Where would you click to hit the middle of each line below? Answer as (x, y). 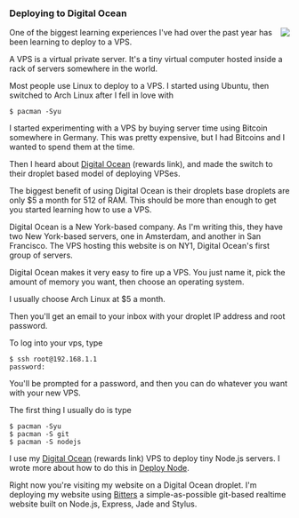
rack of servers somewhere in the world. (84, 68)
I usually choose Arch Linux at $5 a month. (88, 299)
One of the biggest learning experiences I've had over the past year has (141, 33)
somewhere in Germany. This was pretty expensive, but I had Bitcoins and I (147, 138)
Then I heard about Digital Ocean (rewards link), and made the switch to (141, 164)
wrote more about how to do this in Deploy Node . (99, 468)
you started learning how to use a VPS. (81, 210)
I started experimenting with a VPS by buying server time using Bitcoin (138, 128)
